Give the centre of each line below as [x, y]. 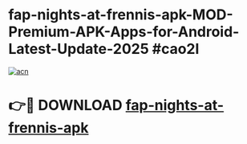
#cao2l [176, 49]
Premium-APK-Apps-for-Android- [124, 32]
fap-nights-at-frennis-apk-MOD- [121, 15]
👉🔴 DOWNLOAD [65, 105]
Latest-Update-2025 [79, 49]
